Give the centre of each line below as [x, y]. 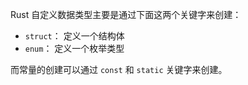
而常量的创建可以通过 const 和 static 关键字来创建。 [119, 69]
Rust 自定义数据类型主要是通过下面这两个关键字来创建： [126, 14]
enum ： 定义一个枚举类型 [74, 48]
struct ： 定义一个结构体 [74, 36]
